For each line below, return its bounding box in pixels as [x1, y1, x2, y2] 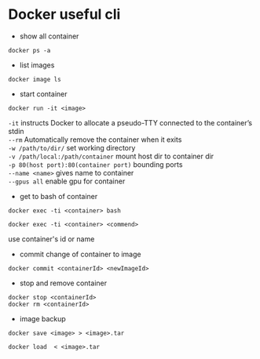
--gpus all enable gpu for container [8, 176, 126, 186]
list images [19, 60, 55, 70]
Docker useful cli [8, 5, 121, 24]
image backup [19, 314, 67, 323]
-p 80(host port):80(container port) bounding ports [8, 159, 183, 169]
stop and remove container [19, 278, 108, 288]
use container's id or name [8, 234, 95, 244]
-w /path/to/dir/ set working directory [8, 143, 136, 152]
